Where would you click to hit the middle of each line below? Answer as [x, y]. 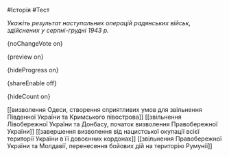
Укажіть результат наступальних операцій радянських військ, [99, 23]
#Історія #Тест [28, 10]
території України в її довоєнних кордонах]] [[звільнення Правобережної [114, 139]
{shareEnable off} [32, 83]
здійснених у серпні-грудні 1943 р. [58, 30]
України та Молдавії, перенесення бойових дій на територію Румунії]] [110, 146]
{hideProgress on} [33, 70]
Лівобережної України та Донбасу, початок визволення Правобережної [112, 124]
